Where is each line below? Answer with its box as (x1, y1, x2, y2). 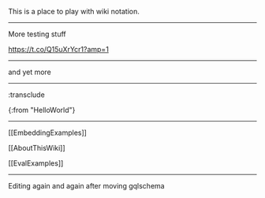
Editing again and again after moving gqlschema (8, 181, 165, 190)
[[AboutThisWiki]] (8, 144, 65, 152)
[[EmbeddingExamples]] (8, 128, 87, 137)
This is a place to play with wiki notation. (8, 7, 140, 16)
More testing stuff (8, 29, 67, 39)
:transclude (8, 90, 45, 99)
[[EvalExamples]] (8, 159, 64, 168)
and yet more (8, 67, 51, 77)
